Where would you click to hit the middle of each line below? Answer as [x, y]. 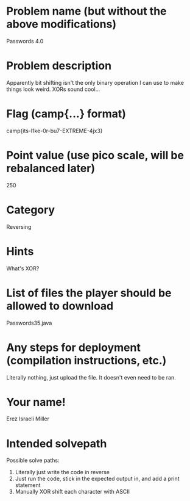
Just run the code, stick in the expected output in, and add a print [97, 479]
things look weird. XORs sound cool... [53, 89]
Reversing [19, 226]
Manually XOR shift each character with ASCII [72, 492]
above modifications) [62, 24]
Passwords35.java [29, 323]
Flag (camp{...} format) [66, 114]
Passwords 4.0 [25, 41]
